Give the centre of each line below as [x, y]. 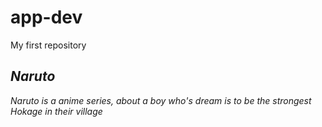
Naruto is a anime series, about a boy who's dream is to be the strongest [161, 100]
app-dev [46, 17]
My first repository [48, 45]
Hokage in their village [56, 111]
